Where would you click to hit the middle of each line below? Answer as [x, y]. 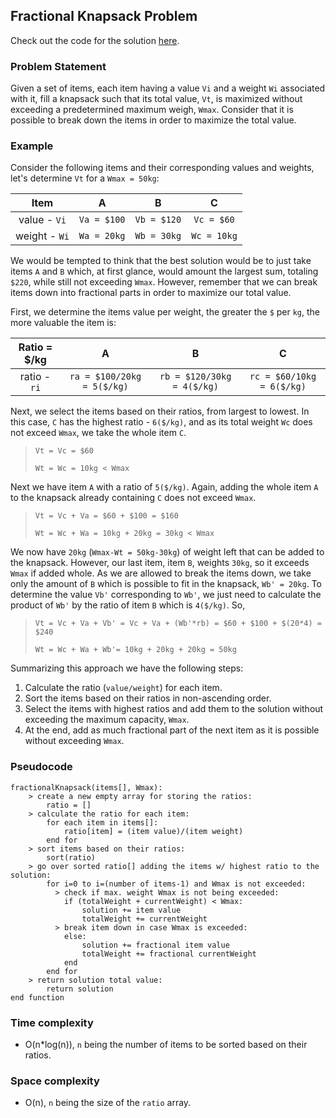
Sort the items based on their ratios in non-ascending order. [148, 698]
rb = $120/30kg [195, 377]
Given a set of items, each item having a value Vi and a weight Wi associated [168, 88]
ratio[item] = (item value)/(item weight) [153, 831]
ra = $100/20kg [105, 377]
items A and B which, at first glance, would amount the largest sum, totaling [164, 271]
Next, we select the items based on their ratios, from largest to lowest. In [160, 411]
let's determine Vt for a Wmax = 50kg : [85, 178]
